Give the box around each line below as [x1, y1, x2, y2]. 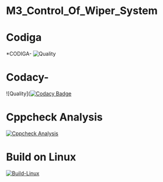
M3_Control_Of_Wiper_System [6, 4, 158, 18]
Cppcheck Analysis [6, 111, 103, 124]
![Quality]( [6, 90, 30, 97]
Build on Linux [6, 150, 77, 164]
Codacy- [6, 71, 49, 84]
